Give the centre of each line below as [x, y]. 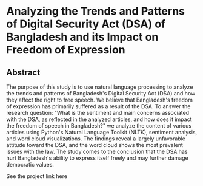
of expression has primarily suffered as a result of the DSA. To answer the [98, 106]
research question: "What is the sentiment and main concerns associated [98, 113]
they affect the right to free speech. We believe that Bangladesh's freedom [99, 100]
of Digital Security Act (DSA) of [86, 24]
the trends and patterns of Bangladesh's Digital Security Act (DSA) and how [101, 93]
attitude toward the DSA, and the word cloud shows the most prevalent [95, 145]
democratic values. [30, 164]
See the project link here [37, 176]
